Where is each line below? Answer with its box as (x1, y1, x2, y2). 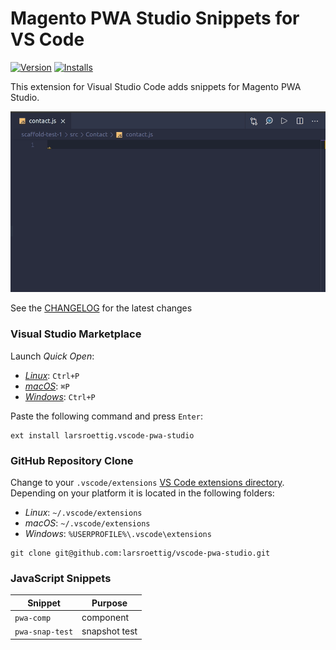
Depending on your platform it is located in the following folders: (10, 487, 275, 499)
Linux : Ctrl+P (24, 369, 80, 381)
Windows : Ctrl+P (24, 390, 96, 402)
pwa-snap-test (14, 627, 74, 637)
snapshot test (81, 625, 138, 637)
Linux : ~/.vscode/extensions (24, 506, 143, 518)
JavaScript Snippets (10, 571, 112, 585)
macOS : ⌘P (24, 380, 70, 392)
